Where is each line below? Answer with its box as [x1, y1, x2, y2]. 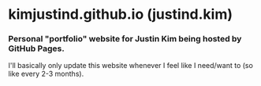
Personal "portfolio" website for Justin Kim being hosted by [8, 34, 242, 45]
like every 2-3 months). [8, 69, 84, 79]
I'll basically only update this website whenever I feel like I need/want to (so [8, 61, 254, 70]
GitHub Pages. [8, 43, 65, 54]
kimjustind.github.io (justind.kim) [8, 5, 233, 23]
